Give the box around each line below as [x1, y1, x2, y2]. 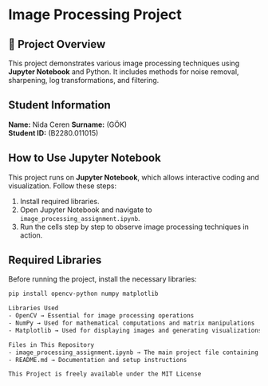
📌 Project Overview [8, 37, 106, 51]
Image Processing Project [8, 6, 182, 24]
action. [19, 230, 43, 240]
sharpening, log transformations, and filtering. [8, 76, 160, 85]
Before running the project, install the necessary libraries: [8, 274, 197, 284]
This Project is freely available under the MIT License [8, 370, 202, 378]
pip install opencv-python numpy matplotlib [8, 289, 159, 298]
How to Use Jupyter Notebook [8, 152, 161, 165]
